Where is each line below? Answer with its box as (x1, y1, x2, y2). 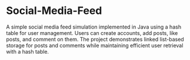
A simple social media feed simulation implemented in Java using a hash (6, 23, 181, 30)
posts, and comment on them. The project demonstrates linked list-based (6, 36, 184, 43)
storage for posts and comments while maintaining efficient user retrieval (6, 42, 184, 49)
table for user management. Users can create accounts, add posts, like (6, 29, 178, 36)
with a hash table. (6, 48, 49, 55)
